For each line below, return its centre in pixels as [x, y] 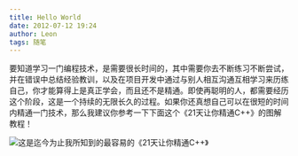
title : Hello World [45, 17]
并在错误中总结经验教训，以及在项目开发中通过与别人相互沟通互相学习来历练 [149, 80]
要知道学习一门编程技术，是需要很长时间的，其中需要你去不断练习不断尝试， [149, 68]
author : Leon [33, 34]
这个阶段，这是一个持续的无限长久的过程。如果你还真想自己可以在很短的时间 [149, 102]
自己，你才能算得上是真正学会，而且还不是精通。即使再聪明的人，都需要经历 [149, 90]
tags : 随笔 [28, 42]
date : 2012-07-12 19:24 [53, 26]
